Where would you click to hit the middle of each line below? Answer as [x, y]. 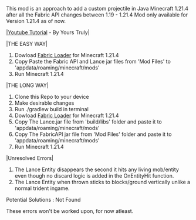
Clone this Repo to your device [52, 97]
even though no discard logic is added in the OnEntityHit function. [94, 176]
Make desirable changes [44, 103]
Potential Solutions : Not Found [43, 200]
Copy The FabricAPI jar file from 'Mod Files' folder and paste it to [93, 134]
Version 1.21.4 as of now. [36, 21]
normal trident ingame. [42, 188]
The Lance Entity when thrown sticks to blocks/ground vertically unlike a [102, 182]
